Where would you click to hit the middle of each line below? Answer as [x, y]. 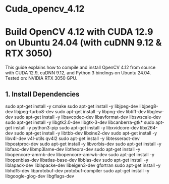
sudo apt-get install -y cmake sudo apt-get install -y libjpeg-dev [72, 106]
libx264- [149, 127]
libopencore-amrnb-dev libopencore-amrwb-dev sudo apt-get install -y [80, 154]
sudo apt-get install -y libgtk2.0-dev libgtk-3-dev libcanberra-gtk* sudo [80, 122]
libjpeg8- [149, 106]
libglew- [156, 111]
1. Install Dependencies [42, 94]
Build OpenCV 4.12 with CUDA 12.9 [79, 32]
